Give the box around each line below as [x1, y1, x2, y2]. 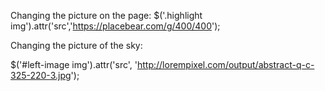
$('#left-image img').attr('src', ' [10, 59, 138, 70]
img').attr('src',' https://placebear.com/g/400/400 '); [10, 20, 221, 32]
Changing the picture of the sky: [10, 40, 143, 51]
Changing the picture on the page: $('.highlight [10, 10, 203, 21]
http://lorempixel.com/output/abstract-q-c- [136, 59, 315, 70]
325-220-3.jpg [10, 70, 72, 81]
